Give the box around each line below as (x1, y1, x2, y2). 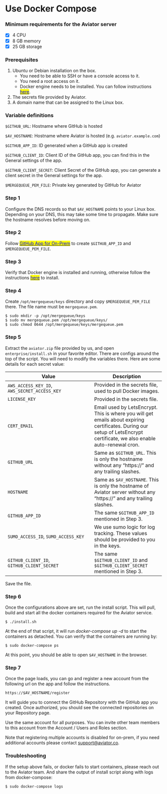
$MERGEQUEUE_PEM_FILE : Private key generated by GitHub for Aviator (5, 182, 142, 188)
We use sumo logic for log (94, 524, 155, 530)
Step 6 (5, 593, 21, 600)
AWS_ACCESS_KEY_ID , (7, 382, 53, 389)
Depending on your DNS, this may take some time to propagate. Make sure (5, 211, 159, 217)
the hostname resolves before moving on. (5, 217, 90, 223)
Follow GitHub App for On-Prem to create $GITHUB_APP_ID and (5, 240, 131, 246)
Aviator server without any (94, 489, 156, 496)
